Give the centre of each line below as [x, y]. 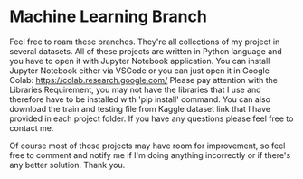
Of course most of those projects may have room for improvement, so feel [147, 146]
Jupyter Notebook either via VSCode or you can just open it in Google [139, 71]
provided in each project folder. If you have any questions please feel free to [151, 118]
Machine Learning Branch [109, 17]
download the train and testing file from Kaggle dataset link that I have [140, 108]
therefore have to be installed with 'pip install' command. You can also [140, 99]
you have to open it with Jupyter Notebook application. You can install [140, 61]
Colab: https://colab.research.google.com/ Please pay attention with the [144, 80]
